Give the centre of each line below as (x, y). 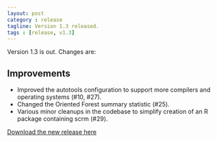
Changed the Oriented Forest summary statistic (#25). (93, 104)
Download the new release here (52, 132)
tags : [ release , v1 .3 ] (41, 32)
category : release (35, 20)
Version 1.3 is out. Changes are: (52, 52)
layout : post (26, 13)
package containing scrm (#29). (62, 119)
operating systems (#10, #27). (59, 97)
